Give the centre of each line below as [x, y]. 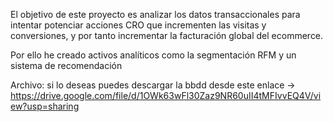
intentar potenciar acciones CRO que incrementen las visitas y [138, 25]
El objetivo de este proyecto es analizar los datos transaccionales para [155, 14]
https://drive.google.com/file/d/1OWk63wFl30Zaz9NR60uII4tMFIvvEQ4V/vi [166, 95]
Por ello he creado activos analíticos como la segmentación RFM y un [153, 55]
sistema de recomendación [66, 65]
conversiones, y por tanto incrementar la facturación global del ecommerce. [167, 35]
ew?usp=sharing [45, 106]
